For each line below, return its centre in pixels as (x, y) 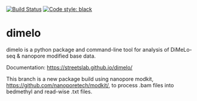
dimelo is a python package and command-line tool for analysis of (88, 49)
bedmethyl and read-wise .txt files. (49, 91)
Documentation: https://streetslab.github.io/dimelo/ (69, 67)
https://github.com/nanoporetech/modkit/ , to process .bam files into (90, 85)
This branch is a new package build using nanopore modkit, (80, 79)
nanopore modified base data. (59, 56)
